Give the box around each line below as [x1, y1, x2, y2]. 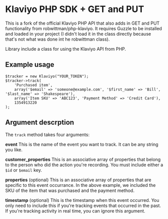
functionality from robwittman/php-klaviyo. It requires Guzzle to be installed [5, 25, 162, 31]
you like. [5, 147, 23, 153]
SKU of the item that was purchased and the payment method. [5, 187, 135, 193]
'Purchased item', [14, 82, 53, 87]
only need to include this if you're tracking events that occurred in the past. [5, 202, 161, 208]
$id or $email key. [5, 167, 42, 173]
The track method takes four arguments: [5, 132, 90, 138]
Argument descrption [5, 118, 74, 127]
